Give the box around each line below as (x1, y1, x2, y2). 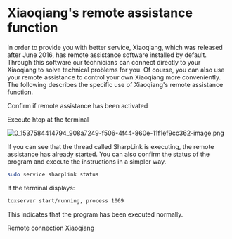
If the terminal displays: (7, 183, 75, 192)
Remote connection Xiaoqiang (7, 224, 95, 232)
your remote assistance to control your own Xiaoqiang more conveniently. (7, 72, 221, 82)
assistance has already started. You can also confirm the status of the (7, 150, 210, 158)
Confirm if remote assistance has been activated (7, 101, 148, 110)
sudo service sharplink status (7, 171, 99, 178)
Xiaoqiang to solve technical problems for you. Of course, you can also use (7, 65, 225, 74)
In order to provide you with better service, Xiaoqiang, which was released (7, 43, 223, 51)
